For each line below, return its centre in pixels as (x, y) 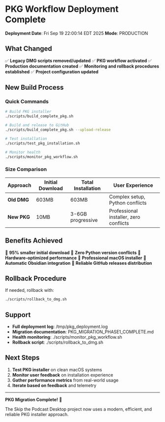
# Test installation (26, 139)
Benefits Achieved (34, 241)
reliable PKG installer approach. (37, 414)
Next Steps (22, 358)
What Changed (29, 49)
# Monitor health (23, 152)
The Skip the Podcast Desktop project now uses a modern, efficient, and (79, 409)
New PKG (19, 217)
